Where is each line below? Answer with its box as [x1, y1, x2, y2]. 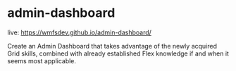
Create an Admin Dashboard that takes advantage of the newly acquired [7, 41, 217, 50]
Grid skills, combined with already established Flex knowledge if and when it [7, 49, 229, 58]
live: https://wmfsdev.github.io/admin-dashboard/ [7, 28, 151, 37]
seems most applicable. [7, 56, 76, 65]
